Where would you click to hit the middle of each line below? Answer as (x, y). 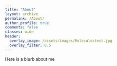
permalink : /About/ (25, 18)
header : (13, 37)
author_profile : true (27, 23)
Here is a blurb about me (30, 59)
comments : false (21, 27)
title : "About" (20, 9)
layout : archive (21, 14)
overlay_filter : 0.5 (30, 45)
